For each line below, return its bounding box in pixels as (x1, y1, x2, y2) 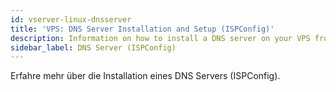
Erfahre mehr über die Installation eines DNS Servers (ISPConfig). (10, 70, 281, 82)
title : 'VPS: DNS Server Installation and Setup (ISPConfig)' (10, 24, 275, 34)
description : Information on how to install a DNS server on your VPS (10, 33, 311, 43)
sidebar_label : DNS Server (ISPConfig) (10, 42, 177, 53)
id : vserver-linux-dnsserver (10, 14, 132, 25)
